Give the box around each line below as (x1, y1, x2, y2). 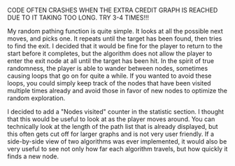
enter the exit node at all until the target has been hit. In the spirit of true (7, 57, 215, 65)
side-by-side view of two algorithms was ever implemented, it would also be (7, 137, 227, 146)
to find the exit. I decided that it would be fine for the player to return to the (7, 42, 223, 50)
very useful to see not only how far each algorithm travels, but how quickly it (7, 145, 228, 153)
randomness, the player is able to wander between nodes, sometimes (7, 64, 208, 72)
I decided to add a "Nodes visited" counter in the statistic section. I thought (7, 108, 225, 116)
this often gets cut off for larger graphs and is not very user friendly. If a (7, 130, 215, 138)
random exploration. (7, 94, 66, 102)
